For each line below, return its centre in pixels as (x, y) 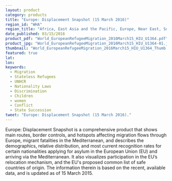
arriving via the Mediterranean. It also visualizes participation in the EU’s (81, 156)
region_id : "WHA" (24, 24)
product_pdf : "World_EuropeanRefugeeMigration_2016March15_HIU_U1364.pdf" (87, 39)
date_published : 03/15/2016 (35, 34)
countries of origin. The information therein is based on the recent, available (85, 168)
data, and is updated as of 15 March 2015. (49, 173)
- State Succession (31, 110)
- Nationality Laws (31, 86)
